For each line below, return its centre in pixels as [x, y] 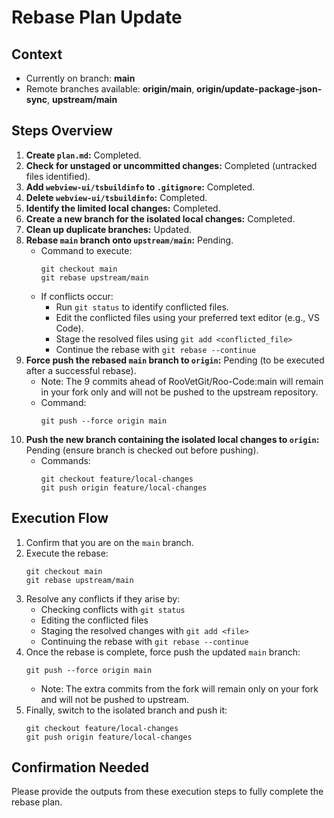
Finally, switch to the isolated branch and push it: [126, 710]
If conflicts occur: [77, 296]
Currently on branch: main [80, 78]
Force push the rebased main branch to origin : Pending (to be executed [175, 360]
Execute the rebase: [67, 553]
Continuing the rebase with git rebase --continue [144, 641]
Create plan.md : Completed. [83, 155]
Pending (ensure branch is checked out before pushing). [142, 450]
